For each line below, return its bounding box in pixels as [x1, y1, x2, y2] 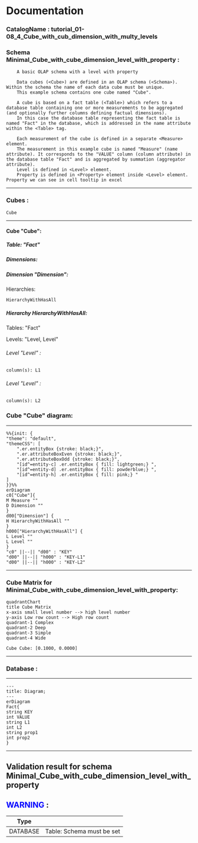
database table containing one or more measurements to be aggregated [6, 105, 183, 111]
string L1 [6, 719, 31, 725]
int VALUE [6, 714, 31, 721]
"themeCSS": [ [6, 440, 41, 447]
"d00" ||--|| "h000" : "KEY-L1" [6, 554, 85, 560]
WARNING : [6, 800, 49, 810]
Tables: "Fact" [6, 324, 41, 331]
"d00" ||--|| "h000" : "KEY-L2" [6, 559, 85, 565]
